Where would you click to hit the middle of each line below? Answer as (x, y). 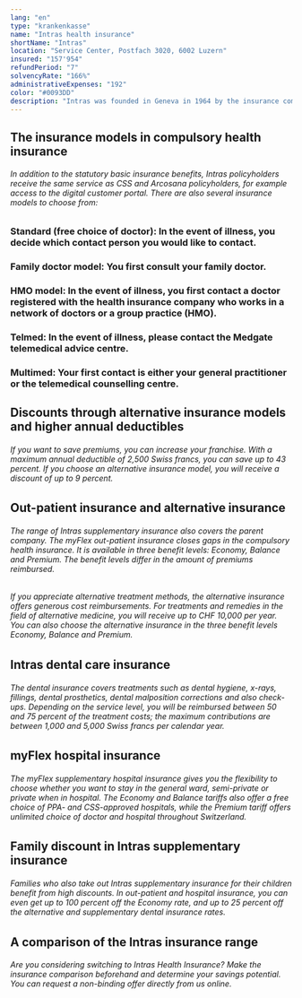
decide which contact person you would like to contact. (134, 242)
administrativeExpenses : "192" (69, 84)
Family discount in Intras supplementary (125, 847)
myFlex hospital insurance (86, 755)
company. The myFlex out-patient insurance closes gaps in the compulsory (150, 540)
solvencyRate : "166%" (51, 76)
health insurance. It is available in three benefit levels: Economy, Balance (145, 550)
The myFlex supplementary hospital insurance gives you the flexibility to (144, 778)
